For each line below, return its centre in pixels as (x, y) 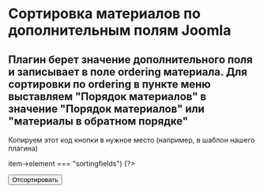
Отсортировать (36, 180)
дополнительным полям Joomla (120, 30)
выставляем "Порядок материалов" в (107, 96)
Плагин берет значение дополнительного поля (130, 59)
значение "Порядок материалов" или (107, 108)
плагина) (23, 148)
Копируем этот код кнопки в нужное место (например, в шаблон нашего (131, 140)
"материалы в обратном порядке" (98, 121)
